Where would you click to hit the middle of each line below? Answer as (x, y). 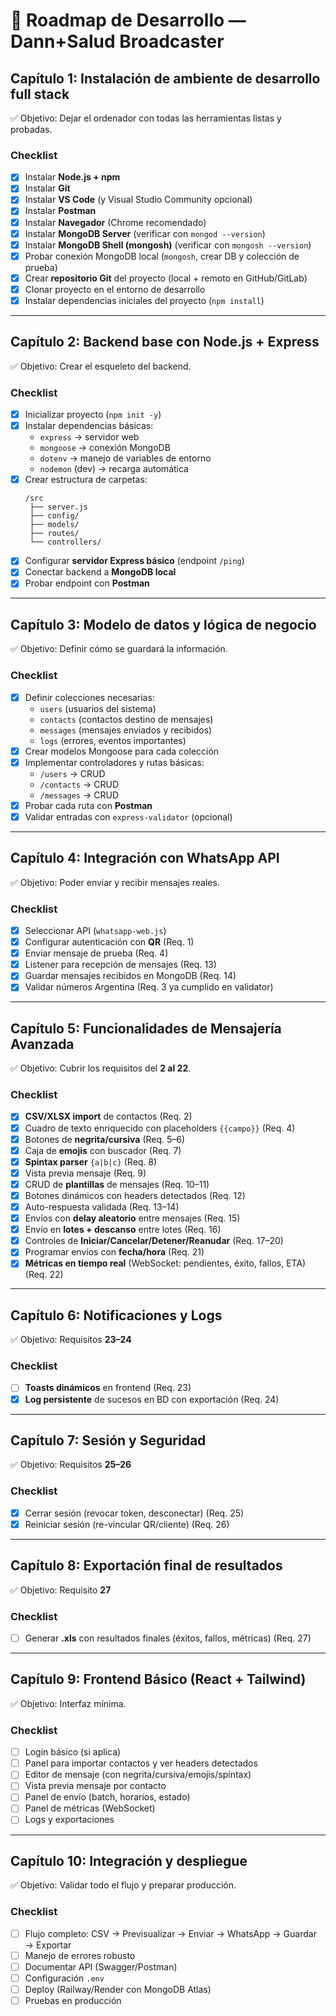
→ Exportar (48, 1945)
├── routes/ (54, 534)
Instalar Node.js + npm (72, 177)
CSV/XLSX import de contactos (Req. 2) (108, 1116)
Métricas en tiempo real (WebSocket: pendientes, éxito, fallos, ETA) (165, 1263)
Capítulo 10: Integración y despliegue (129, 1860)
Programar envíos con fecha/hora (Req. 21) (114, 1252)
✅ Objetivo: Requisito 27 (61, 1590)
